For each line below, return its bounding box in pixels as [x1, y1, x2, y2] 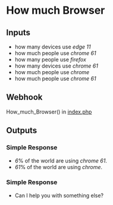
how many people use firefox [14, 56, 86, 63]
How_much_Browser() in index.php [6, 108, 92, 115]
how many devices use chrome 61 [14, 62, 98, 69]
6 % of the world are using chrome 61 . [14, 157, 107, 164]
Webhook [6, 92, 43, 102]
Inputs [6, 27, 31, 38]
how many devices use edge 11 [14, 43, 91, 50]
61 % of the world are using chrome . [14, 163, 103, 170]
